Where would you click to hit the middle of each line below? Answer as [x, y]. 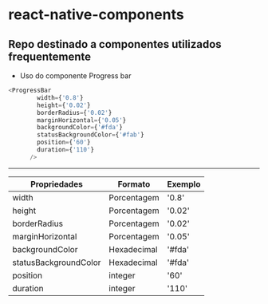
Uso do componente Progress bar [75, 76]
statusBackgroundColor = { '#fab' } [91, 135]
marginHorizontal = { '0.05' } [82, 120]
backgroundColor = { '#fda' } [80, 128]
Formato [134, 184]
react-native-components [97, 15]
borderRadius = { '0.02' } [75, 113]
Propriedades [57, 184]
